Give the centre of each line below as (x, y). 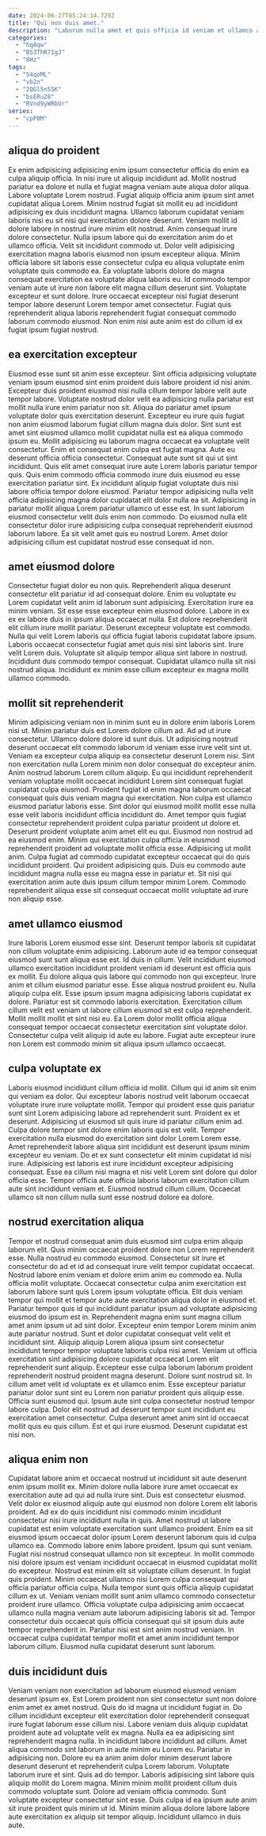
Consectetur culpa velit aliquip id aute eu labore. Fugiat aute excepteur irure (132, 1035)
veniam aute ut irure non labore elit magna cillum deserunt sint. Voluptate (127, 287)
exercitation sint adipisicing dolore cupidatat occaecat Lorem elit (114, 1359)
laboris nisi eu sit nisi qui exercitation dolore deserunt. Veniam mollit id (123, 220)
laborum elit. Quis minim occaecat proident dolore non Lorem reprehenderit (131, 1249)
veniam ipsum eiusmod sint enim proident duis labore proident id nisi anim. (130, 382)
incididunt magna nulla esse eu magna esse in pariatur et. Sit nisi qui (120, 874)
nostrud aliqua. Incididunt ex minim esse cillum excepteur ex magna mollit (129, 670)
